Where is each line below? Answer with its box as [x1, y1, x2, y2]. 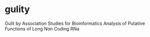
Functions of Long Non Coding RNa [5, 25, 80, 31]
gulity [5, 4, 30, 15]
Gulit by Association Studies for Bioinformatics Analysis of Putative [5, 20, 145, 26]
